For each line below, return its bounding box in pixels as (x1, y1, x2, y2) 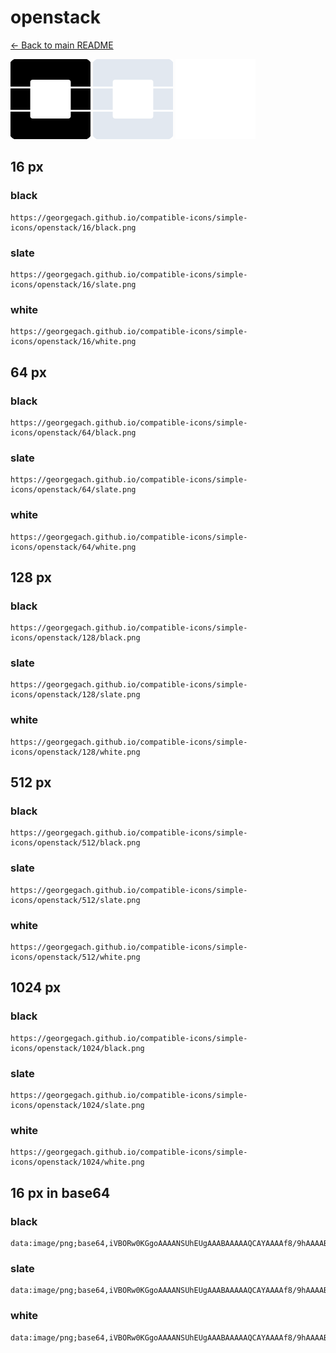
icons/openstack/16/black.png (10, 222, 137, 233)
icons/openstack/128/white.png (10, 747, 141, 757)
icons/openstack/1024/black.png (10, 1043, 145, 1053)
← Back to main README (10, 39, 114, 51)
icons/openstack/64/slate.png (10, 485, 137, 495)
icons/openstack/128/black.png (10, 633, 141, 643)
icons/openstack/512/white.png (10, 952, 141, 963)
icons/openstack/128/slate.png (10, 690, 141, 700)
